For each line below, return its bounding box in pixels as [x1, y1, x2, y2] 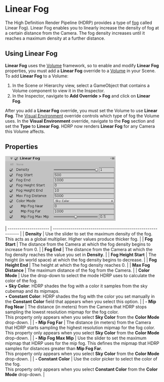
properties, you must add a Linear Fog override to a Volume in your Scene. [5, 68, 156, 74]
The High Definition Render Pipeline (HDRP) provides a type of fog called [5, 20, 153, 25]
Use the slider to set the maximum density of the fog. [45, 230, 153, 236]
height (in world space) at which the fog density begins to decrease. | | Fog [5, 256, 157, 263]
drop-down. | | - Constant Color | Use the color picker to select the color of [5, 356, 158, 361]
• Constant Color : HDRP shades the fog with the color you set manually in [5, 293, 155, 299]
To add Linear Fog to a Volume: [5, 73, 69, 79]
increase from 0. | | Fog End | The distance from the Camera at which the [5, 246, 153, 252]
